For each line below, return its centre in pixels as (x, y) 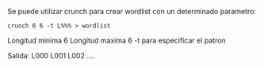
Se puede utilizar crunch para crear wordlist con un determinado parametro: (132, 11)
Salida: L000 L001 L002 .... (51, 56)
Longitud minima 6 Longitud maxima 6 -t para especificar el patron (117, 40)
